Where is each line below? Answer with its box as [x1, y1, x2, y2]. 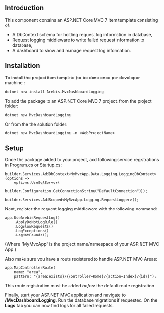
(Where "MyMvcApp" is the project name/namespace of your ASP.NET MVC [5, 241, 159, 247]
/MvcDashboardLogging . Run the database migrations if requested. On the [5, 297, 158, 303]
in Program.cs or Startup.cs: [5, 162, 62, 168]
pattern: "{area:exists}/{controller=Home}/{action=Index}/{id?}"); [14, 274, 157, 279]
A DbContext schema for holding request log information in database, [12, 31, 153, 37]
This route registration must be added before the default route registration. [5, 283, 156, 288]
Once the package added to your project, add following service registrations [5, 157, 159, 163]
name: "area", [14, 270, 43, 275]
